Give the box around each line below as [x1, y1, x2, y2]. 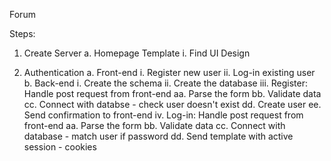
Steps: [9, 28, 36, 39]
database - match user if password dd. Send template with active [23, 130, 294, 142]
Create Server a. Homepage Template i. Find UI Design [23, 47, 251, 59]
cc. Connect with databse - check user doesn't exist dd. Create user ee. [23, 99, 322, 110]
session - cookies [23, 141, 97, 153]
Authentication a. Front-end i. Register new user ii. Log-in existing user [23, 67, 316, 78]
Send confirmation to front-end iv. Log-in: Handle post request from [23, 109, 304, 121]
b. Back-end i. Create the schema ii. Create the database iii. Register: [23, 77, 309, 89]
